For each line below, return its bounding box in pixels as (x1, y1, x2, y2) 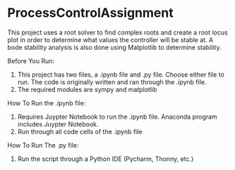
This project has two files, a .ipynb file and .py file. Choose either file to (17, 70, 224, 79)
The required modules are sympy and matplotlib (17, 85, 157, 93)
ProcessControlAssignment (7, 5, 174, 21)
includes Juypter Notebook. (17, 119, 99, 128)
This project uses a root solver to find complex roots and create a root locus (7, 28, 228, 37)
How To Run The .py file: (7, 140, 79, 149)
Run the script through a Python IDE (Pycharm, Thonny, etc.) (17, 155, 194, 163)
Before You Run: (7, 56, 55, 65)
